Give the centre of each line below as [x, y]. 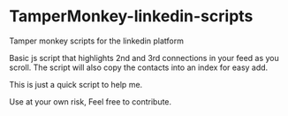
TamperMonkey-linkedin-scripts [131, 16]
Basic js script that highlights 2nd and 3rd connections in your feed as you [144, 58]
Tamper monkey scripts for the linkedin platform [96, 41]
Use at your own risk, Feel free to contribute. [91, 101]
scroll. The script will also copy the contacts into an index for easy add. [139, 67]
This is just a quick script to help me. [76, 84]
